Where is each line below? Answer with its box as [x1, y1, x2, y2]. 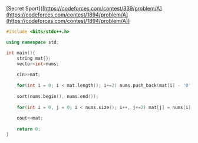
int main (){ [6, 50, 35, 56]
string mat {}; [16, 55, 51, 61]
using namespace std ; [6, 39, 60, 45]
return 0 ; [16, 126, 41, 132]
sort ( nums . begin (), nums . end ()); [16, 93, 99, 99]
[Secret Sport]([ [6, 5, 45, 12]
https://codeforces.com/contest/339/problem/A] [44, 5, 162, 12]
